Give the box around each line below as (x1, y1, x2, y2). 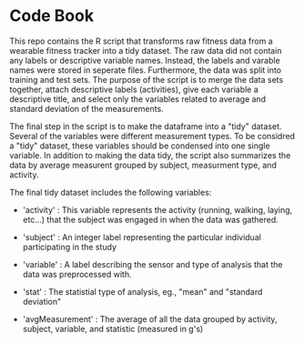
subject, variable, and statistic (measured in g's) (22, 323, 204, 334)
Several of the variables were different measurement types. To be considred (9, 130, 296, 141)
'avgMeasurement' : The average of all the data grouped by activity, (22, 313, 278, 324)
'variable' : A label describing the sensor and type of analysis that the (22, 258, 283, 269)
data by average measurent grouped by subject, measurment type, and (9, 159, 278, 170)
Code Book (9, 5, 94, 26)
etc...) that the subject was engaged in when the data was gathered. (22, 214, 279, 225)
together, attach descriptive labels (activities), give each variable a (9, 84, 259, 95)
